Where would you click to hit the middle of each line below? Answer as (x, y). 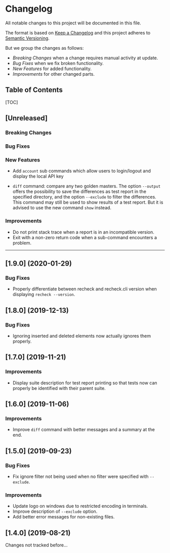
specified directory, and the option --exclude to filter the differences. (84, 197)
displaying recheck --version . (44, 295)
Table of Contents (34, 90)
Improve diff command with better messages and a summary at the (84, 430)
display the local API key (38, 176)
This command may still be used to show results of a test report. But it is (88, 202)
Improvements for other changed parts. (54, 74)
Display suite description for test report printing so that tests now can (85, 383)
